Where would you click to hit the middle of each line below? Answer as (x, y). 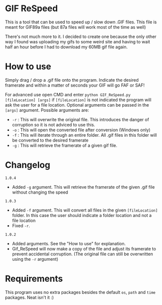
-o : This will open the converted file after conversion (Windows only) (81, 130)
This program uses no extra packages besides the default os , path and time (80, 292)
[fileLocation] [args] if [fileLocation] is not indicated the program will (78, 100)
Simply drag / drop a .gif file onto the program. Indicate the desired (72, 80)
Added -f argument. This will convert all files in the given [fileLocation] (85, 210)
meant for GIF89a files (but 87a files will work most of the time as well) (76, 27)
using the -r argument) (35, 259)
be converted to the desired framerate (50, 140)
